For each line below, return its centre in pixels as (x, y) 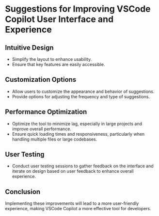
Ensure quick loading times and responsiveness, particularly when (78, 134)
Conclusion (23, 191)
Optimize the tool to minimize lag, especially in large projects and (77, 124)
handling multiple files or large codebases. (55, 139)
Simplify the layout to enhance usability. (52, 59)
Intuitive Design (29, 47)
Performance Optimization (46, 112)
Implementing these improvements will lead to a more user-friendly (72, 203)
